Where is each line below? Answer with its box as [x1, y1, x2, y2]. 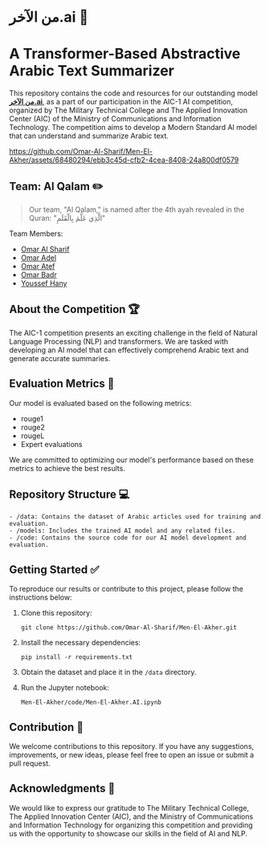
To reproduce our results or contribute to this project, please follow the [9, 584, 244, 594]
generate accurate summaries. [9, 353, 111, 363]
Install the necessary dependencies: [20, 638, 141, 648]
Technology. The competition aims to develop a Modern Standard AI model [9, 123, 258, 132]
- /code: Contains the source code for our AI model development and [9, 534, 247, 542]
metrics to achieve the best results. [9, 463, 125, 473]
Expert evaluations [20, 439, 83, 449]
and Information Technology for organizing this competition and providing [9, 820, 254, 830]
